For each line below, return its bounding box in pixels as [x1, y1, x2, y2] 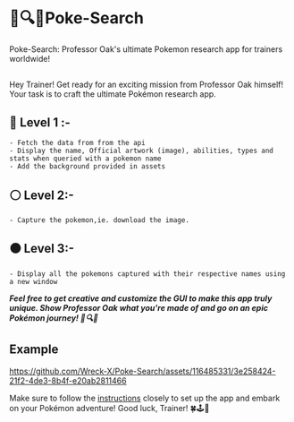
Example [9, 342, 59, 357]
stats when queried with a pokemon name [9, 154, 163, 163]
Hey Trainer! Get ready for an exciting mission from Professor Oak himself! [9, 79, 284, 90]
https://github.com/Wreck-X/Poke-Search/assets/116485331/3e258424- [9, 366, 276, 376]
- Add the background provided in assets [9, 162, 166, 171]
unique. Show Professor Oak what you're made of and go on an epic [9, 302, 268, 313]
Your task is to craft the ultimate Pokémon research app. [9, 89, 216, 99]
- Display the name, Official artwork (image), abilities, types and [9, 146, 274, 156]
